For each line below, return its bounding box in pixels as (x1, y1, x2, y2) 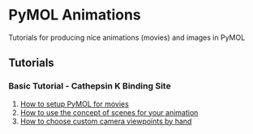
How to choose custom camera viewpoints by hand (19, 116, 192, 126)
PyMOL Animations (8, 6, 142, 24)
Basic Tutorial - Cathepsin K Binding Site (8, 80, 172, 92)
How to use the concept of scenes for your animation (19, 107, 199, 117)
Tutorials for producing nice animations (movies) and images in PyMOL (8, 32, 246, 42)
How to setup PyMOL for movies (19, 99, 130, 109)
